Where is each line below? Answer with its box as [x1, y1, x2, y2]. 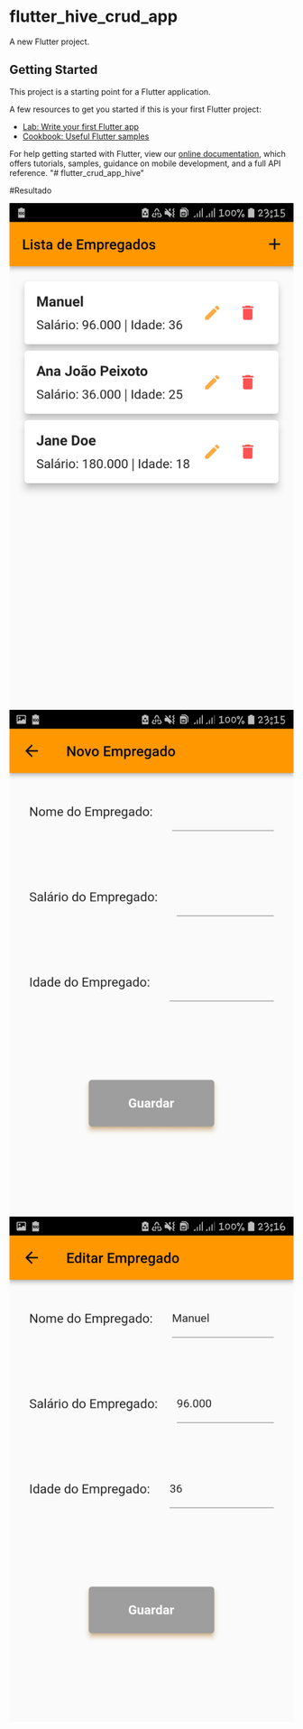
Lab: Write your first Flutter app [22, 121, 140, 132]
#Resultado [9, 185, 52, 196]
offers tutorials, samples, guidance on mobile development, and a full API [9, 158, 281, 169]
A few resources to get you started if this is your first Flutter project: [9, 104, 262, 115]
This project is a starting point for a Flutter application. [9, 86, 211, 97]
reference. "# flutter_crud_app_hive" [9, 167, 144, 178]
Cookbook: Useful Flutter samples [22, 131, 150, 142]
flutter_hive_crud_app [9, 6, 179, 27]
